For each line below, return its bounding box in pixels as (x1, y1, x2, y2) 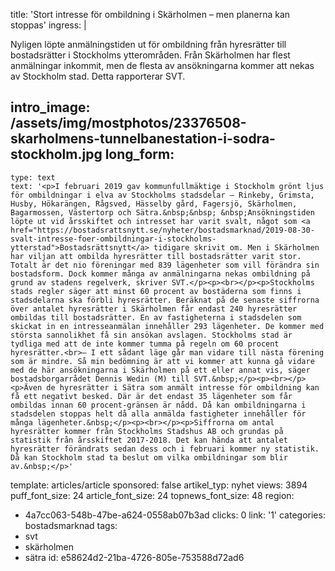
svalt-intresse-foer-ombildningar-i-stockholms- (10, 234, 217, 244)
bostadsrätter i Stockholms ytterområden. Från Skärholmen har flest (10, 49, 291, 61)
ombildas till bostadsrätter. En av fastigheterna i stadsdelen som (10, 312, 302, 323)
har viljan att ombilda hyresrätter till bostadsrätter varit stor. (10, 251, 302, 261)
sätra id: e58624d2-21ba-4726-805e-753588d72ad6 (24, 551, 245, 563)
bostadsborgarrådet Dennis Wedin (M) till (10, 374, 190, 384)
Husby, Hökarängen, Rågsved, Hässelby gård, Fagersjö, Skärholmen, (10, 199, 298, 209)
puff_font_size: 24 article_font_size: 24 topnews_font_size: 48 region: (10, 489, 295, 501)
